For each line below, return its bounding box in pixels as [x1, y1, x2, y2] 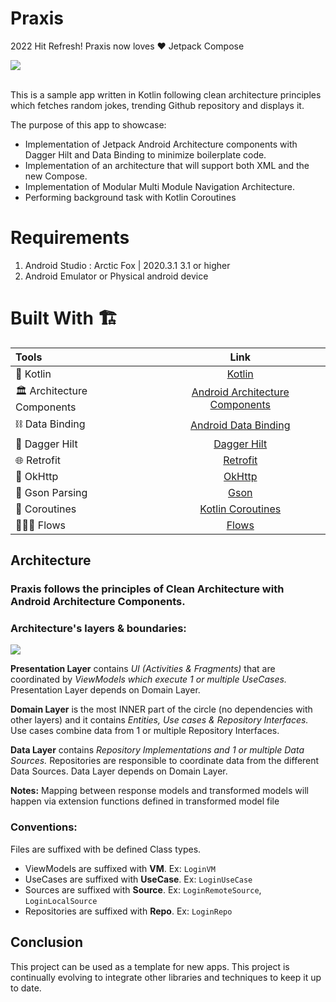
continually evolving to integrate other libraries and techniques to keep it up [10, 971, 322, 983]
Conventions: [10, 820, 78, 834]
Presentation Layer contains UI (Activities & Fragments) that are [10, 663, 276, 675]
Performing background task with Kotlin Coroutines [24, 191, 237, 203]
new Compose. [24, 170, 88, 182]
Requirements [10, 227, 130, 249]
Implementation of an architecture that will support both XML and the [24, 159, 310, 171]
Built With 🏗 [10, 307, 118, 330]
